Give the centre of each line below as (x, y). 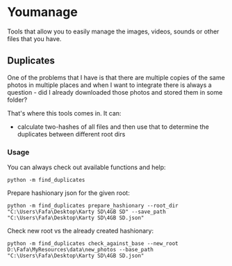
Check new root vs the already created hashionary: (81, 231)
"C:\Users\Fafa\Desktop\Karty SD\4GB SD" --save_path (87, 212)
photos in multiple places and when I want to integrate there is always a (109, 85)
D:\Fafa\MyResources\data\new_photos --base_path (81, 250)
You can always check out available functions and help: (86, 167)
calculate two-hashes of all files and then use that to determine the (113, 127)
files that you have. (34, 38)
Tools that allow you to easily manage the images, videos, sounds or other (113, 31)
